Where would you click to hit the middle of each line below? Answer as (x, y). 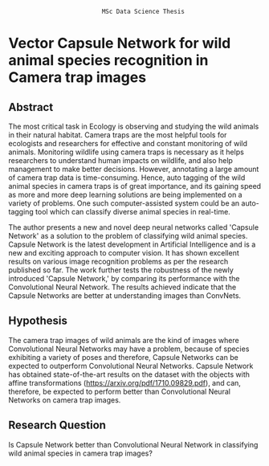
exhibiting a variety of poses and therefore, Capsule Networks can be (123, 357)
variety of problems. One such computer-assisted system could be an (124, 203)
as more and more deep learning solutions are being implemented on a (125, 194)
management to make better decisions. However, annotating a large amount (134, 169)
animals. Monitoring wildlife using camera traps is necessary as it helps (126, 152)
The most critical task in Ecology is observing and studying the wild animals (134, 126)
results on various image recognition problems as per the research (118, 262)
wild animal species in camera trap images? (80, 453)
